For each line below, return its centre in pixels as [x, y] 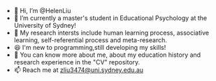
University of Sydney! [45, 25]
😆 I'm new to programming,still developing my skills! [90, 47]
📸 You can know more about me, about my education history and [107, 55]
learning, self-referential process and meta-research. [91, 40]
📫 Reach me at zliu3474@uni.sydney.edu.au [79, 70]
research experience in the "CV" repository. [77, 62]
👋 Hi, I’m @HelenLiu [42, 11]
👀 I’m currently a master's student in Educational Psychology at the [110, 18]
